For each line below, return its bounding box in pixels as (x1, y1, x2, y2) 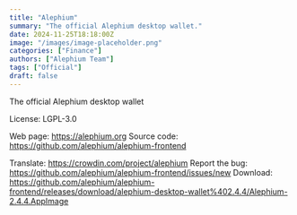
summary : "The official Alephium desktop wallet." (9, 21, 203, 30)
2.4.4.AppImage (9, 195, 69, 206)
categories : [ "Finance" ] (9, 47, 102, 56)
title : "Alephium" (9, 13, 78, 22)
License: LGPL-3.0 (9, 113, 78, 124)
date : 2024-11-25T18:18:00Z (9, 30, 115, 39)
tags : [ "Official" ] (9, 64, 83, 73)
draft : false (9, 72, 58, 81)
